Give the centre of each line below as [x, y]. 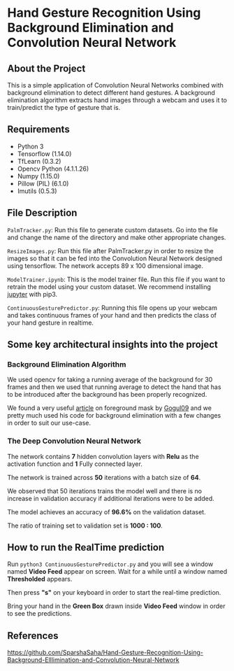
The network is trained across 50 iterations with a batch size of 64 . [104, 477]
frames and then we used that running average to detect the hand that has [114, 387]
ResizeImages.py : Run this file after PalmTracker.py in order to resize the [111, 250]
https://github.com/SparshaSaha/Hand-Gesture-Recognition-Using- [105, 653]
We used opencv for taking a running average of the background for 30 [110, 380]
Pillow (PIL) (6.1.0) [43, 183]
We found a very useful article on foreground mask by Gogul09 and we [109, 408]
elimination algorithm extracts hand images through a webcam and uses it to [117, 100]
